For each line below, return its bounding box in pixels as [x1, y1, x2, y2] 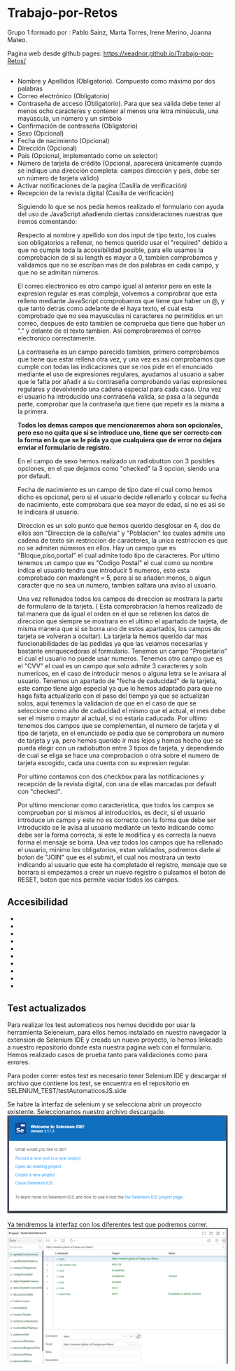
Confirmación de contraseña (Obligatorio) [17, 121, 138, 131]
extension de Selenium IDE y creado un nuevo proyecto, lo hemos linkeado [7, 1035, 223, 1044]
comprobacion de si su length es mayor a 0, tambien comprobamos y [17, 253, 218, 262]
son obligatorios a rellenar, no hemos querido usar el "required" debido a [17, 239, 228, 247]
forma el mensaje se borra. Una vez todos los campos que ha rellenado [17, 838, 224, 847]
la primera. [17, 407, 49, 416]
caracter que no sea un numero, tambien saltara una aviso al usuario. [17, 581, 218, 590]
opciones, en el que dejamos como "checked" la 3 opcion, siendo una [17, 465, 220, 473]
